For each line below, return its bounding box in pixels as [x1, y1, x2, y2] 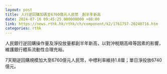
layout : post [5, 7, 33, 12]
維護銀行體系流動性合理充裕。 [5, 46, 67, 52]
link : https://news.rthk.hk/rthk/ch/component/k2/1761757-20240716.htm [5, 21, 158, 26]
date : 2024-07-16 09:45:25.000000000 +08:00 [5, 16, 100, 21]
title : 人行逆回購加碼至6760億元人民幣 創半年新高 [5, 12, 101, 17]
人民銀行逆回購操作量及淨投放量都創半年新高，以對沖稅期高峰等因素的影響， [5, 40, 163, 46]
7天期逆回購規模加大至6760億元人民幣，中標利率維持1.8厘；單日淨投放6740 [5, 57, 162, 63]
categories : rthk [5, 26, 42, 31]
